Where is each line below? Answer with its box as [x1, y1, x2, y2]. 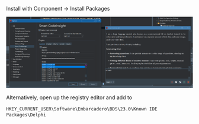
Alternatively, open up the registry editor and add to [6, 94, 133, 101]
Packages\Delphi [6, 112, 46, 118]
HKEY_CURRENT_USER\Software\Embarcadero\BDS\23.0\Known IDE [6, 106, 158, 112]
